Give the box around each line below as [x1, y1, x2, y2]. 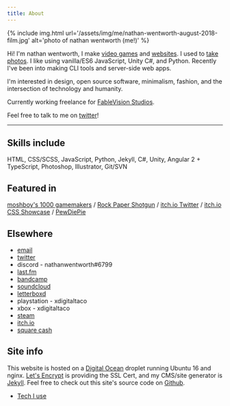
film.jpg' [7, 36, 31, 45]
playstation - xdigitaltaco [16, 297, 88, 305]
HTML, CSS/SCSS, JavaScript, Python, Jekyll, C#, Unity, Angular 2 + [7, 155, 201, 164]
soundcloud [16, 282, 51, 291]
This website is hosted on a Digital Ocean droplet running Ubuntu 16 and [7, 364, 212, 372]
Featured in [7, 182, 57, 194]
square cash [16, 326, 53, 334]
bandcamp [16, 275, 48, 283]
